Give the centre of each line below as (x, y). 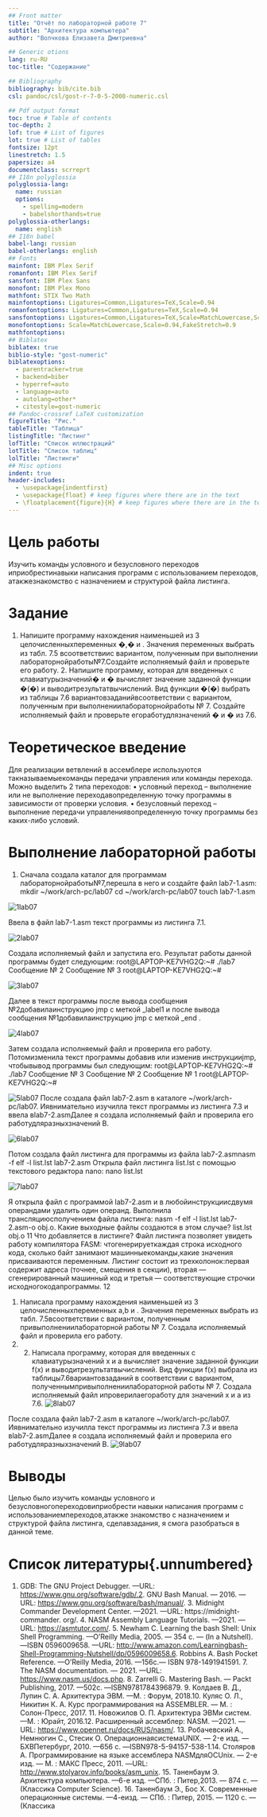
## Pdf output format (44, 111)
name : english (39, 229)
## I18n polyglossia (43, 177)
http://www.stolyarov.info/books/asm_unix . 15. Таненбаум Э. (120, 1772)
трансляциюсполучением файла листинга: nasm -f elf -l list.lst (113, 1218)
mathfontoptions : (37, 332)
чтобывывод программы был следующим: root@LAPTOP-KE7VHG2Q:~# (131, 1065)
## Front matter (35, 16)
